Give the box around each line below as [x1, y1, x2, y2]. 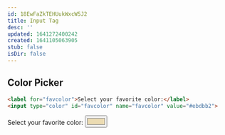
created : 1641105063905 [7, 37, 78, 44]
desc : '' [7, 24, 33, 31]
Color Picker [7, 76, 63, 89]
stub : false [7, 44, 43, 51]
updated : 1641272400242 [7, 30, 78, 38]
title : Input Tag [7, 17, 59, 24]
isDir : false [7, 51, 46, 58]
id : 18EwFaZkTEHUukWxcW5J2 [7, 10, 88, 18]
